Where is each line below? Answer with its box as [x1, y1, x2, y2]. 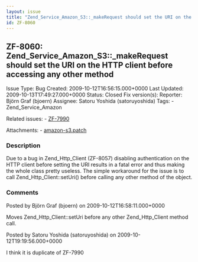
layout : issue [6, 8, 41, 15]
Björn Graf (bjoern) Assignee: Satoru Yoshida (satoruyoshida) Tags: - [6, 98, 174, 105]
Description [6, 141, 41, 150]
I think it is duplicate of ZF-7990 [6, 249, 84, 256]
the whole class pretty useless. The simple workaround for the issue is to [6, 167, 184, 174]
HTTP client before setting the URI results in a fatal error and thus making [6, 161, 185, 169]
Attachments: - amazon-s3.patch [6, 127, 87, 134]
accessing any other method [6, 69, 114, 79]
